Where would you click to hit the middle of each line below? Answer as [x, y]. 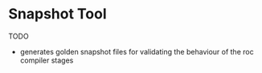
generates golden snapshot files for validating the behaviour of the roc [137, 51]
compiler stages [47, 60]
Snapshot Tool [57, 14]
